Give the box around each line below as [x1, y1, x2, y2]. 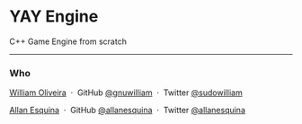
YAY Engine [9, 6, 99, 27]
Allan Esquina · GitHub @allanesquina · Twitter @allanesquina [9, 105, 245, 116]
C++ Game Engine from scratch [9, 36, 128, 47]
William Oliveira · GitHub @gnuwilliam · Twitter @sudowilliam [9, 87, 243, 98]
